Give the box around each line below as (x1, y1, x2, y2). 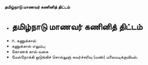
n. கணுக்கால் (11, 37, 36, 43)
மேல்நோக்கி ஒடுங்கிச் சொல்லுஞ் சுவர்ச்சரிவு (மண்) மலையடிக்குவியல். (11, 54, 138, 60)
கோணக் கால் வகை (11, 49, 49, 54)
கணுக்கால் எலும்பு (11, 43, 46, 49)
